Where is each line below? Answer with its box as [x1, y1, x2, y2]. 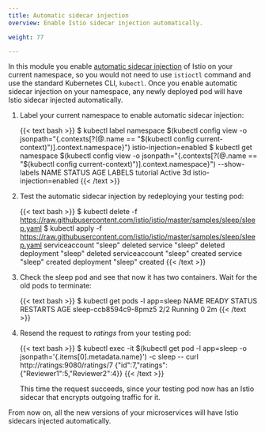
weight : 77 [8, 33, 44, 41]
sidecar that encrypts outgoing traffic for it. [19, 393, 161, 402]
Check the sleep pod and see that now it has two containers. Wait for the [19, 273, 258, 282]
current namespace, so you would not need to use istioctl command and [8, 70, 252, 80]
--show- [217, 160, 245, 169]
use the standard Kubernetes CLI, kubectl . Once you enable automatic [8, 78, 238, 88]
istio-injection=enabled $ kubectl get [131, 143, 253, 152]
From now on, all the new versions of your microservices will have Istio [8, 408, 239, 417]
